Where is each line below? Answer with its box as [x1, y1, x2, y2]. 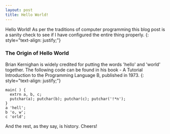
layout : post [5, 7, 33, 13]
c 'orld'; [5, 114, 26, 119]
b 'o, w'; [5, 110, 26, 115]
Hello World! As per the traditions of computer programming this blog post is [5, 26, 165, 32]
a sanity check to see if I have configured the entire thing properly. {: [5, 32, 149, 38]
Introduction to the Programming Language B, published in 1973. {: [5, 72, 144, 78]
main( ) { [5, 87, 26, 92]
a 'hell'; [5, 105, 26, 110]
